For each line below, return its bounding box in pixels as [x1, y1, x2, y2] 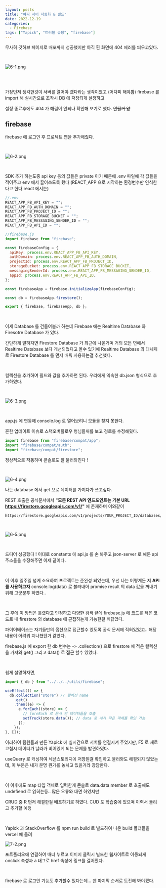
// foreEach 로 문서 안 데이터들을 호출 [23, 711, 96, 717]
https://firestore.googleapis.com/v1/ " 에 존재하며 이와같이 [5, 503, 124, 509]
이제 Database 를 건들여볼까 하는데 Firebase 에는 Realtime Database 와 [5, 323, 146, 329]
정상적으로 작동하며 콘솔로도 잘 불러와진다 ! [5, 457, 88, 463]
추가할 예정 [10, 805, 32, 811]
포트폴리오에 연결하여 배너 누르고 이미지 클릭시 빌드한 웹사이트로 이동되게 [5, 851, 147, 857]
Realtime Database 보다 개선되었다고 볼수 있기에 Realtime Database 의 [5, 346, 145, 352]
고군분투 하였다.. [14, 590, 46, 595]
